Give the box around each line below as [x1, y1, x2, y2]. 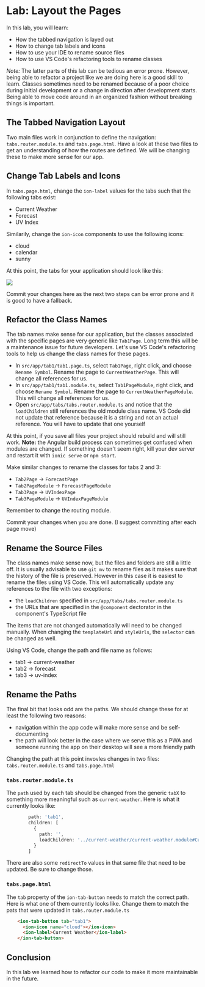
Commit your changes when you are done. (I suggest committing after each [6, 519, 196, 526]
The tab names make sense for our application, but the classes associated [6, 331, 193, 338]
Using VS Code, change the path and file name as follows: [6, 646, 153, 654]
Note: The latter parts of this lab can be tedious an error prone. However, [6, 67, 190, 74]
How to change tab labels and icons [15, 42, 106, 50]
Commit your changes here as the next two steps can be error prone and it [6, 290, 194, 297]
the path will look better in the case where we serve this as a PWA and [15, 737, 192, 744]
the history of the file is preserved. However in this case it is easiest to [6, 572, 183, 580]
